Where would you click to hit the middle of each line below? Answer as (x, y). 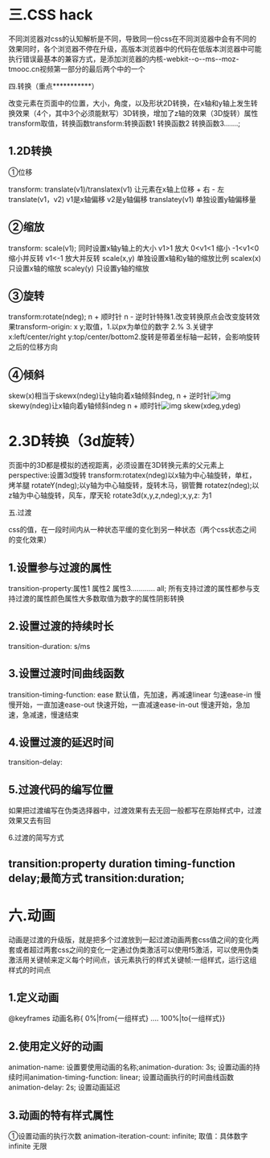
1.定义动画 (34, 997)
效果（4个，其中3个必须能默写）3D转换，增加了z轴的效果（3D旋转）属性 (137, 113)
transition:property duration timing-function (122, 864)
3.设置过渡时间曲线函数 (66, 674)
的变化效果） (29, 540)
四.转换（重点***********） (53, 86)
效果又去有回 (29, 821)
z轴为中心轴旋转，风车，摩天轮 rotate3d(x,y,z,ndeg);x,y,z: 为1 (110, 495)
